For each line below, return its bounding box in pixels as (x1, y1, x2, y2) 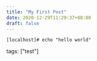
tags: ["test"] (6, 48, 39, 55)
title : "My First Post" (6, 9, 67, 15)
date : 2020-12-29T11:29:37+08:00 (6, 15, 92, 21)
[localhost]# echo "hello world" (6, 37, 92, 43)
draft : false (6, 20, 40, 26)
